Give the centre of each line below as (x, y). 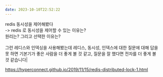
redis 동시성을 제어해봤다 (29, 24)
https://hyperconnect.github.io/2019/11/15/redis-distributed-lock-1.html (77, 69)
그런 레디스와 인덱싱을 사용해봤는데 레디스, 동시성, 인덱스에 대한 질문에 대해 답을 (82, 47)
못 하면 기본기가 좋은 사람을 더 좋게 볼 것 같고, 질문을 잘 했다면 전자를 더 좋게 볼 (81, 54)
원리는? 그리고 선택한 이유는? (33, 36)
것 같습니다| (16, 59)
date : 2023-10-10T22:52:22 (33, 10)
